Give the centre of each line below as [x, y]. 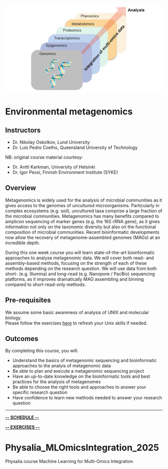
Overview [21, 188]
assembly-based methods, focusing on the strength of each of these [76, 263]
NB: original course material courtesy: [44, 157]
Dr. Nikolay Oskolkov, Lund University [51, 142]
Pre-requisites [28, 300]
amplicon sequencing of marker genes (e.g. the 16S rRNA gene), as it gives [82, 221]
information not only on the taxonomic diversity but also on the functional [81, 227]
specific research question [40, 392]
